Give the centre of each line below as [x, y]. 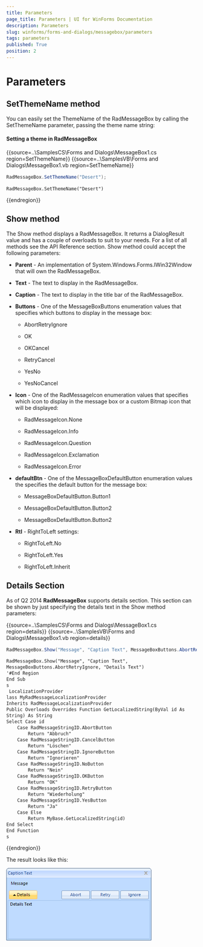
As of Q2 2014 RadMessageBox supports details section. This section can [99, 600]
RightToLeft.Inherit [47, 567]
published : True [27, 45]
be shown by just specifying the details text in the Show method [86, 607]
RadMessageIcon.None [53, 419]
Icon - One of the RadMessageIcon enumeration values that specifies [101, 395]
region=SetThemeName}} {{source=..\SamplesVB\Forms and [82, 159]
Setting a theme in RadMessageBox [52, 139]
